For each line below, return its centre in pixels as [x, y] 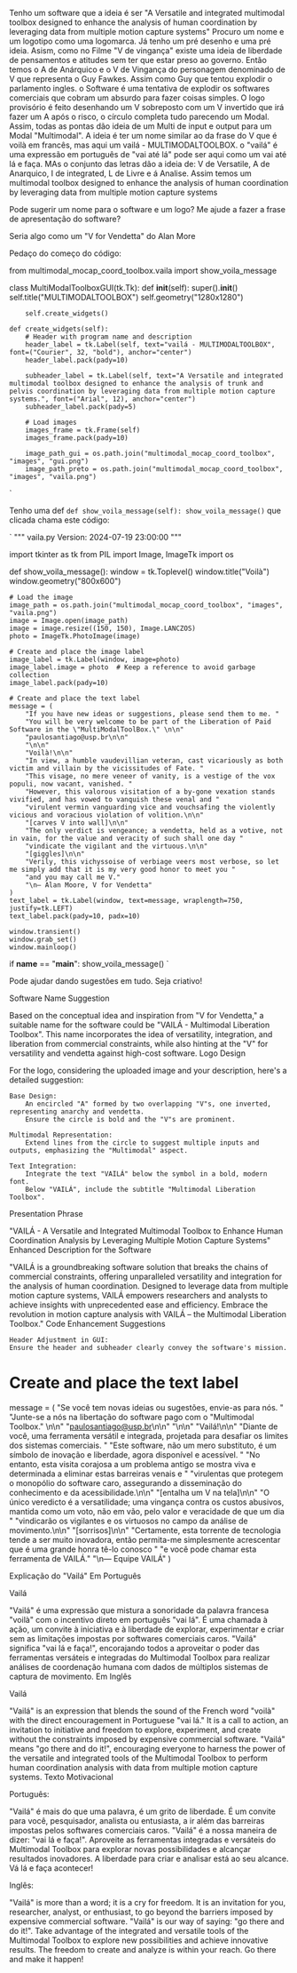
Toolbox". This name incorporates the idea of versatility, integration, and [141, 1034]
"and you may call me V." [73, 877]
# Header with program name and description [109, 337]
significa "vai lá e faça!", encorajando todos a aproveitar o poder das [134, 1648]
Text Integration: [43, 1166]
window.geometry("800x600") [65, 581]
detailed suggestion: [47, 1080]
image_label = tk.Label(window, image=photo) [94, 659]
